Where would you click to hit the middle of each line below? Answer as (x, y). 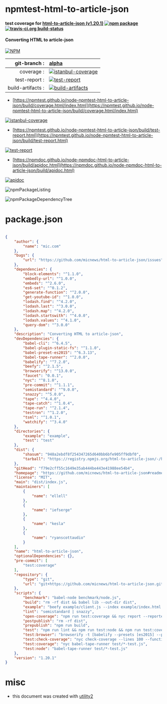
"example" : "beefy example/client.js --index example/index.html (92, 607)
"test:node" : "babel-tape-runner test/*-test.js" (75, 649)
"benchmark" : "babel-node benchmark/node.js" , (72, 598)
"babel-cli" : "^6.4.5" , (47, 344)
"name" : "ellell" (50, 496)
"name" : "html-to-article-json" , (49, 552)
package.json (34, 219)
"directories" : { (32, 431)
